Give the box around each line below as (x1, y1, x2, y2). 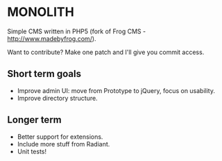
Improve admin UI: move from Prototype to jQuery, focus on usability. (17, 86, 216, 94)
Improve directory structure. (17, 94, 99, 102)
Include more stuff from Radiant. (17, 139, 110, 148)
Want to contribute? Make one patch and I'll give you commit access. (7, 48, 205, 56)
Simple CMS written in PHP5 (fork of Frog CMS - (7, 27, 146, 35)
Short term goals (7, 68, 82, 80)
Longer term (7, 114, 62, 126)
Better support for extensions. (17, 133, 103, 141)
